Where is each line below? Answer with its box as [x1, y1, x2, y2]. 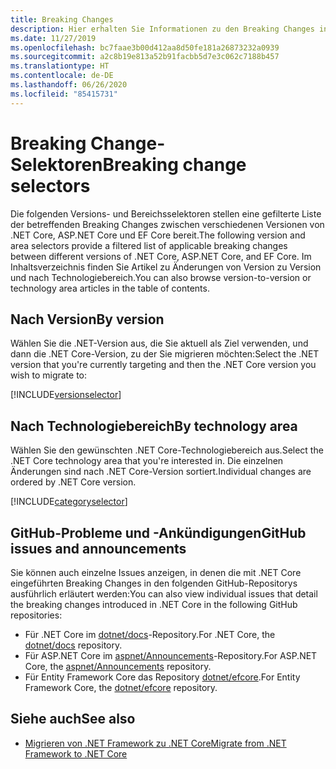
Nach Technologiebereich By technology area [10, 417, 298, 435]
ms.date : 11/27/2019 [10, 33, 97, 43]
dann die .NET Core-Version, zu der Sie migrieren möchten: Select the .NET [10, 348, 320, 360]
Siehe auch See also [10, 711, 136, 728]
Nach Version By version [10, 311, 165, 328]
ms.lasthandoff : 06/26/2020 [10, 80, 128, 90]
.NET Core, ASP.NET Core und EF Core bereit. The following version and [10, 229, 306, 241]
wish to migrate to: [10, 369, 88, 381]
